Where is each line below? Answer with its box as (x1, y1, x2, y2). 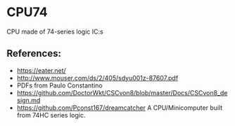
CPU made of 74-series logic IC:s (6, 27, 103, 36)
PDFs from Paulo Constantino (16, 81, 103, 90)
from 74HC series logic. (16, 111, 86, 119)
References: (6, 48, 61, 59)
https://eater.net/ (16, 66, 66, 74)
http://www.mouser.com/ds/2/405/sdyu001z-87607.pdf (16, 73, 179, 82)
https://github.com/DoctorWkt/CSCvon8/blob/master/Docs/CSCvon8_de (16, 88, 228, 97)
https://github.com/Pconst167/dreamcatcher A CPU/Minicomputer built (16, 103, 223, 112)
